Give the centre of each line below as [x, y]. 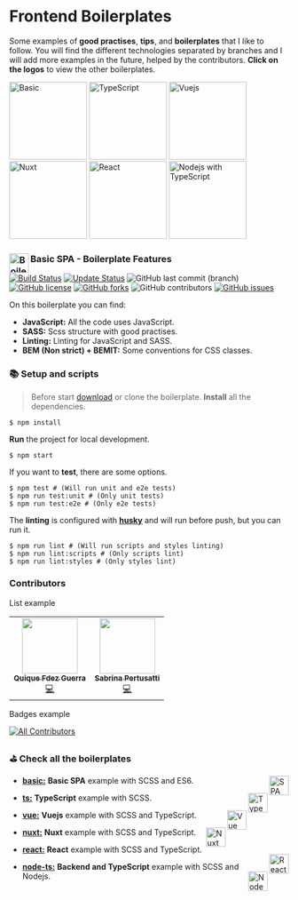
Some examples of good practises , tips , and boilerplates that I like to [137, 41]
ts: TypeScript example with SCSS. [87, 798]
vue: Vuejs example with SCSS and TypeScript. [109, 816]
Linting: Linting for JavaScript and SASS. [97, 341]
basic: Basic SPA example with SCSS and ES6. [108, 781]
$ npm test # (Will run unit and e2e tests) [93, 488]
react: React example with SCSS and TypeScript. [112, 849]
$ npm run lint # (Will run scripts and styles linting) [117, 546]
